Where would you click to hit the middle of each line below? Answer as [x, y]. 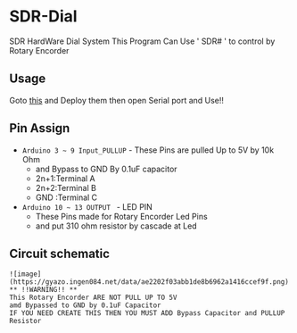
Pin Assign [40, 128]
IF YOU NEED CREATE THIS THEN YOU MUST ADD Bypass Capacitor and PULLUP [147, 313]
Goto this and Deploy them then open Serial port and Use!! [117, 100]
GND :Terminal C [66, 197]
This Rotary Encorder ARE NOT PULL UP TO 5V [93, 298]
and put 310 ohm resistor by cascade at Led [116, 226]
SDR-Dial [43, 17]
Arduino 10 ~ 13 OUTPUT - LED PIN [87, 206]
